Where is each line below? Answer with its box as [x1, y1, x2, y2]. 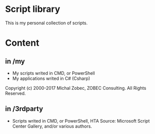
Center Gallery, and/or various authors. [12, 123, 93, 129]
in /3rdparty [5, 105, 44, 113]
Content [5, 37, 40, 49]
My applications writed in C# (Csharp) [12, 75, 91, 81]
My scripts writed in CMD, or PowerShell [12, 70, 95, 76]
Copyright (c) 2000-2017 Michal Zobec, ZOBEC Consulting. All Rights [5, 85, 147, 91]
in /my [5, 57, 25, 66]
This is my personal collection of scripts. [5, 20, 88, 26]
